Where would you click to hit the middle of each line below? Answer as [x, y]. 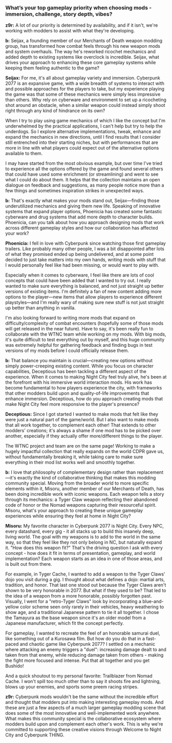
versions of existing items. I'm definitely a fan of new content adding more [83, 291]
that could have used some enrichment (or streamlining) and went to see [82, 174]
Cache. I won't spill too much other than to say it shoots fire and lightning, [83, 681]
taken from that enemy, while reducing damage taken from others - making [84, 655]
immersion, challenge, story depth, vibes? [59, 14]
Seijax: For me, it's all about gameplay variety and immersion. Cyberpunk [83, 78]
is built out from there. [29, 564]
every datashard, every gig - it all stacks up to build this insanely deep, [80, 531]
